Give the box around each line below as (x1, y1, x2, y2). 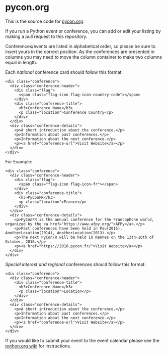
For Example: (5, 158, 33, 164)
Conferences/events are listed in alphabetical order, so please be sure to (5, 43, 156, 49)
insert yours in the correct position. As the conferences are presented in (5, 49, 155, 55)
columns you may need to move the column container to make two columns (5, 54, 162, 60)
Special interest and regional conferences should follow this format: (5, 261, 146, 267)
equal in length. (5, 59, 38, 65)
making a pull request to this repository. (5, 33, 88, 39)
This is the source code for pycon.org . (5, 18, 85, 24)
